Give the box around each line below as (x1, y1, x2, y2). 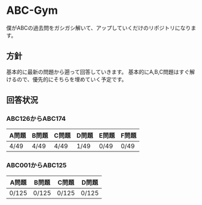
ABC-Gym (6, 4, 58, 17)
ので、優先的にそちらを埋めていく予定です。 (16, 76, 127, 83)
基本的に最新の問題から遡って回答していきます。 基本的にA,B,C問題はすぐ (6, 68, 190, 75)
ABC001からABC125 (6, 161, 67, 170)
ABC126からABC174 (6, 115, 66, 123)
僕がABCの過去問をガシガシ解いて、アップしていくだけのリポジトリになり (6, 24, 191, 31)
